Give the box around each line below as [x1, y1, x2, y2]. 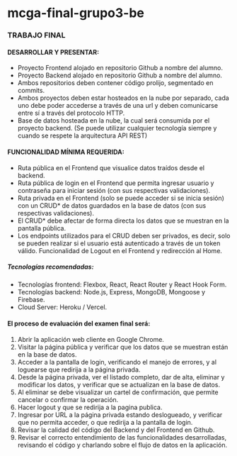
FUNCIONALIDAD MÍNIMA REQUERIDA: [7, 148, 125, 156]
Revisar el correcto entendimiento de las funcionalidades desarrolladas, [17, 433, 227, 441]
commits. [17, 87, 45, 95]
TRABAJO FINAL [7, 30, 66, 40]
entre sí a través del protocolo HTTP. [17, 109, 125, 118]
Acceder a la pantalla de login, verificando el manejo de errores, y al [17, 357, 217, 366]
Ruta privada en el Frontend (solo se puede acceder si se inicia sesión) [17, 194, 225, 202]
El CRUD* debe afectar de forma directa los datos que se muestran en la [17, 216, 229, 225]
